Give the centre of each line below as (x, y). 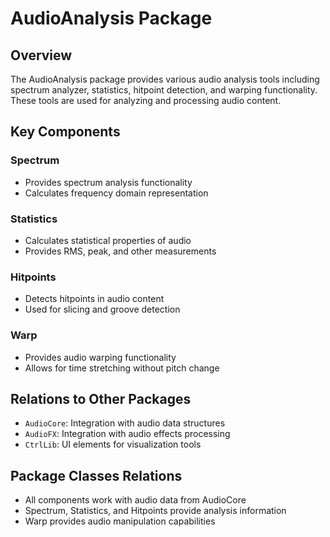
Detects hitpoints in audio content (94, 299)
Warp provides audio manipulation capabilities (120, 521)
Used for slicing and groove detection (102, 309)
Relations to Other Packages (101, 398)
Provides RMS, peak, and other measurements (120, 251)
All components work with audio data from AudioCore (135, 500)
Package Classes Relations (96, 475)
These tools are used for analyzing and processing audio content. (146, 100)
